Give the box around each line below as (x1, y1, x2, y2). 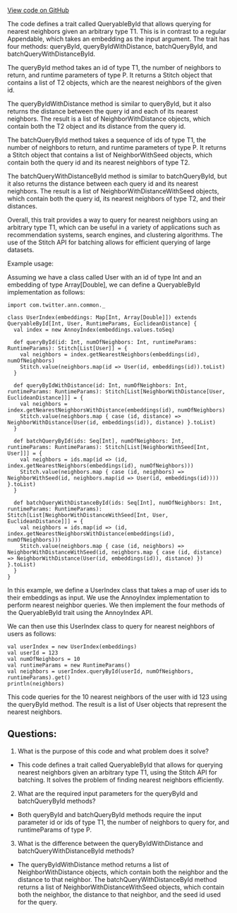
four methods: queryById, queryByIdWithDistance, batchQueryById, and (7, 42, 217, 50)
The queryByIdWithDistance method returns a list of (17, 860, 169, 869)
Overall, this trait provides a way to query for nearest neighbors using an (7, 215, 218, 224)
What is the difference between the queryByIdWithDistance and (17, 839, 203, 847)
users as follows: (7, 630, 56, 638)
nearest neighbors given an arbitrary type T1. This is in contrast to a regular (7, 28, 227, 35)
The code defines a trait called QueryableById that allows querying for (7, 20, 212, 28)
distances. (7, 202, 37, 210)
